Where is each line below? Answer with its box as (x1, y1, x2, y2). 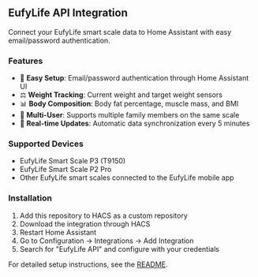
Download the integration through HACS (19, 219, 151, 228)
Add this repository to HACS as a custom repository (19, 211, 188, 220)
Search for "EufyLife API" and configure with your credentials (19, 244, 219, 253)
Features (8, 55, 43, 66)
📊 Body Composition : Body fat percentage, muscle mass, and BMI (19, 99, 239, 109)
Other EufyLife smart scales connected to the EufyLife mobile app (19, 173, 234, 182)
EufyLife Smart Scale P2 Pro (19, 165, 112, 174)
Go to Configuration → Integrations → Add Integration (19, 236, 195, 245)
